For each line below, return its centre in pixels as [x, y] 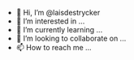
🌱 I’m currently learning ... [59, 30]
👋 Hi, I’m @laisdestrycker [58, 13]
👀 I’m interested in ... [50, 21]
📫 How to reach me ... [54, 47]
